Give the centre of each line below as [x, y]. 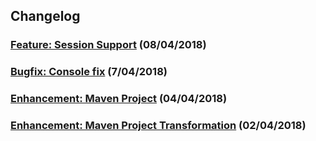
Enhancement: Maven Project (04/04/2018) [119, 99]
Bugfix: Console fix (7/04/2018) [89, 72]
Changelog [45, 16]
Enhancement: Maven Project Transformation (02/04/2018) [158, 126]
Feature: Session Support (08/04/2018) [108, 45]
